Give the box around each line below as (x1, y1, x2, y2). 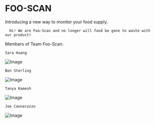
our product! (5, 32, 31, 37)
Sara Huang (5, 50, 27, 55)
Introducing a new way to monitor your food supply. (5, 19, 108, 25)
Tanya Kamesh (5, 86, 31, 91)
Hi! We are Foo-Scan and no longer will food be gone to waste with (9, 28, 151, 33)
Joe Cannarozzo (5, 104, 36, 109)
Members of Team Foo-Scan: (5, 41, 64, 46)
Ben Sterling (5, 68, 31, 73)
